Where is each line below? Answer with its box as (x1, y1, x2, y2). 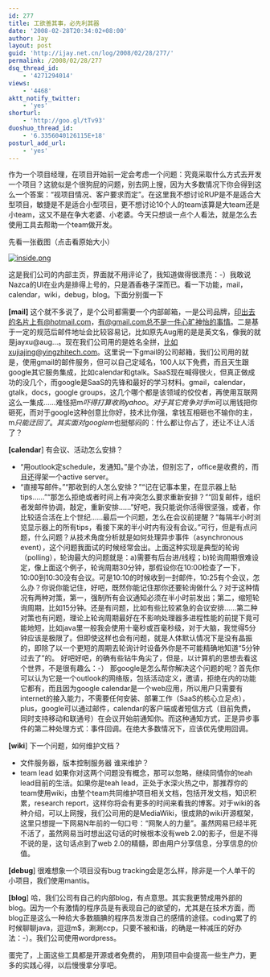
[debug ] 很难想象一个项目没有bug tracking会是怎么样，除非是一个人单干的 (8, 866, 256, 876)
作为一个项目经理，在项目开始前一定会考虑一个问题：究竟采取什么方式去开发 (8, 170, 262, 180)
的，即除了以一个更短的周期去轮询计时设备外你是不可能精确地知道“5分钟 (19, 644, 260, 653)
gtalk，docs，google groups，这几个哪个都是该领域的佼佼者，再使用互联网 (8, 387, 259, 397)
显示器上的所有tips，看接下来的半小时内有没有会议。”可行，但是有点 (27, 523, 251, 532)
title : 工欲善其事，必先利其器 (8, 19, 100, 27)
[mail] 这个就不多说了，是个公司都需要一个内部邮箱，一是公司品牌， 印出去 (8, 307, 256, 317)
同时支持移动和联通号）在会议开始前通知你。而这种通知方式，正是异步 (19, 714, 253, 723)
